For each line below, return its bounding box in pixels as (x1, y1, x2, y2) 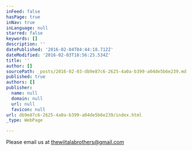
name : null (11, 90, 38, 96)
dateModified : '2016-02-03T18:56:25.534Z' (6, 52, 111, 58)
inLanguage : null (6, 25, 48, 31)
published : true (6, 74, 46, 80)
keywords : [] (6, 36, 38, 42)
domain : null (11, 95, 43, 101)
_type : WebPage (6, 118, 43, 123)
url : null (11, 101, 35, 107)
